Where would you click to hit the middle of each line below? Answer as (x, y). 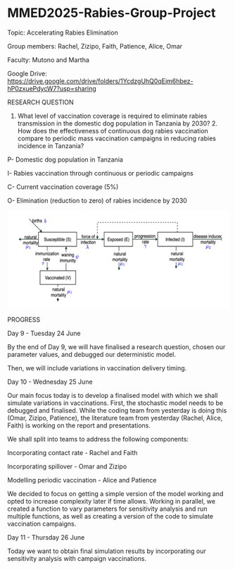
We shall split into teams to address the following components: (98, 439)
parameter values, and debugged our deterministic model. (92, 355)
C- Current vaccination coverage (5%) (63, 187)
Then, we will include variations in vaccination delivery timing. (97, 368)
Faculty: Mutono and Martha (49, 60)
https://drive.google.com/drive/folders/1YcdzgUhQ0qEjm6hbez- (100, 81)
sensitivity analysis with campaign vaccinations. (77, 559)
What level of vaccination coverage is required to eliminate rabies (112, 116)
